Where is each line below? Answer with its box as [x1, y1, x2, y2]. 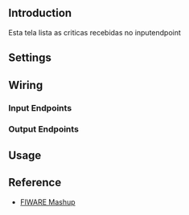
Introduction [8, 6, 72, 20]
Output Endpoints [8, 124, 79, 135]
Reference [8, 176, 62, 189]
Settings [8, 51, 52, 65]
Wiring [8, 78, 43, 91]
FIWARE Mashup [19, 197, 76, 207]
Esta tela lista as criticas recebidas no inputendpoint [8, 27, 181, 37]
